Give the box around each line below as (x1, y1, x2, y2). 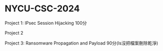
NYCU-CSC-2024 (4, 3, 80, 14)
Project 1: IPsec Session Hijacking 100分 (4, 20, 87, 26)
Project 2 (4, 30, 23, 36)
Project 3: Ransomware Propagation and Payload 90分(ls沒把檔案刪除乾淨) (4, 40, 158, 46)
